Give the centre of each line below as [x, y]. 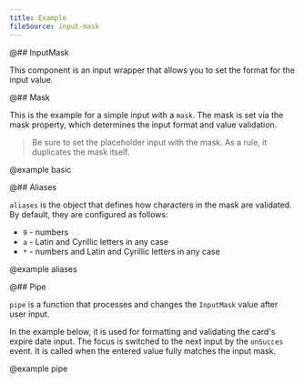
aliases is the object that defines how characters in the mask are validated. [151, 205]
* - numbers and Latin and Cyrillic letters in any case [121, 251]
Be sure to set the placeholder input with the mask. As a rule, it [149, 142]
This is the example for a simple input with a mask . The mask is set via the [147, 115]
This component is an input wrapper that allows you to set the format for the [152, 70]
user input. [30, 314]
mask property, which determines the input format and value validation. [143, 125]
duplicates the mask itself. [81, 152]
